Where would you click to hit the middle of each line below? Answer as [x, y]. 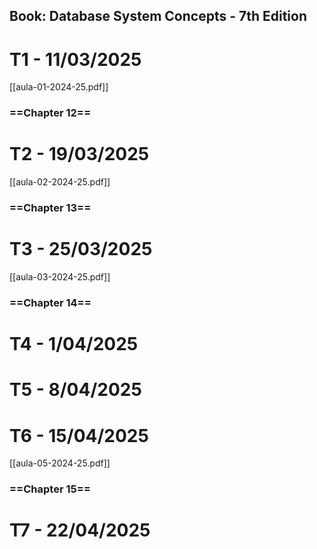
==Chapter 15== [50, 489]
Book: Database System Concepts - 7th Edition [158, 16]
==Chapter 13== [50, 208]
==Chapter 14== [50, 302]
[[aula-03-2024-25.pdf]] [60, 277]
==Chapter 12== [50, 113]
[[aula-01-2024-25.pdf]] [59, 87]
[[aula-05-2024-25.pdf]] [60, 463]
